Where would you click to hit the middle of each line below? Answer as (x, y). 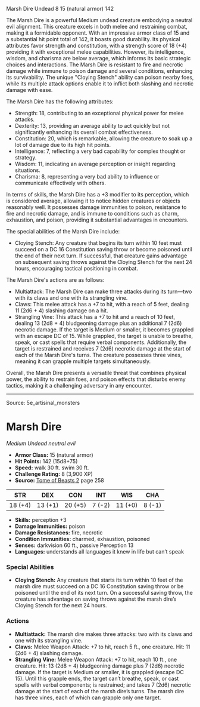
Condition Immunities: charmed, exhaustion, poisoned (82, 539)
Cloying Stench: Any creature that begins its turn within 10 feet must (98, 243)
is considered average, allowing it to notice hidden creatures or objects (93, 201)
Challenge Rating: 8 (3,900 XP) (54, 474)
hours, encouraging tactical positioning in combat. (76, 268)
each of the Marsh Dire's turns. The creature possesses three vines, (99, 355)
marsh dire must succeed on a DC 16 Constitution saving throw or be (99, 586)
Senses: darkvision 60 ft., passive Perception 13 (74, 545)
